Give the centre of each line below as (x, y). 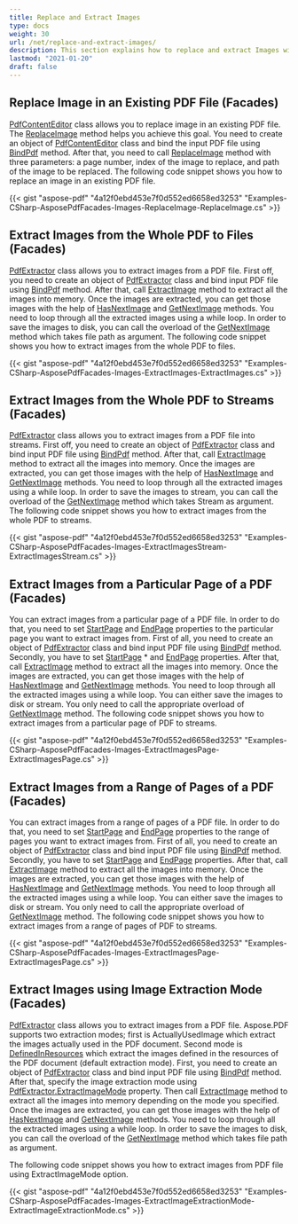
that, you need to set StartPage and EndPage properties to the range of (139, 831)
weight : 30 (29, 34)
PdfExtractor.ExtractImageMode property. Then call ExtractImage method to (149, 1091)
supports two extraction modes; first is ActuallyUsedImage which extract (142, 1034)
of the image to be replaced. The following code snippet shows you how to (146, 171)
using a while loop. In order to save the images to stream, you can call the (144, 492)
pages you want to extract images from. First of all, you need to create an (143, 841)
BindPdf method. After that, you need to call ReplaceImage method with (140, 153)
